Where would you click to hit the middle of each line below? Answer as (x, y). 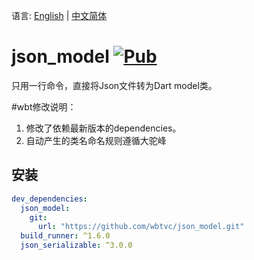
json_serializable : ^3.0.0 (76, 245)
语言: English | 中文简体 (59, 15)
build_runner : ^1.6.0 (65, 236)
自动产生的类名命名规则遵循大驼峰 (96, 140)
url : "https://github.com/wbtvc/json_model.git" (141, 227)
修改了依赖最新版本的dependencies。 (103, 128)
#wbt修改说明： (44, 106)
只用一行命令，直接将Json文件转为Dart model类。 (114, 85)
